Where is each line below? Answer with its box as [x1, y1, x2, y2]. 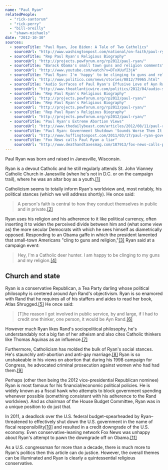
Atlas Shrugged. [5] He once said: [5, 301, 74, 307]
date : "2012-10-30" [5, 35, 46, 40]
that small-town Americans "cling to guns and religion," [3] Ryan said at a [5, 237, 155, 243]
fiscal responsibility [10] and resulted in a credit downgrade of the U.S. [5, 423, 149, 430]
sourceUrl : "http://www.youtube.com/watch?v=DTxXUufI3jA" [14, 68, 137, 73]
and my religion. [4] [17, 257, 57, 263]
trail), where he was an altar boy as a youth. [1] [5, 176, 100, 182]
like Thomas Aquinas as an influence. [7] [5, 336, 88, 342]
